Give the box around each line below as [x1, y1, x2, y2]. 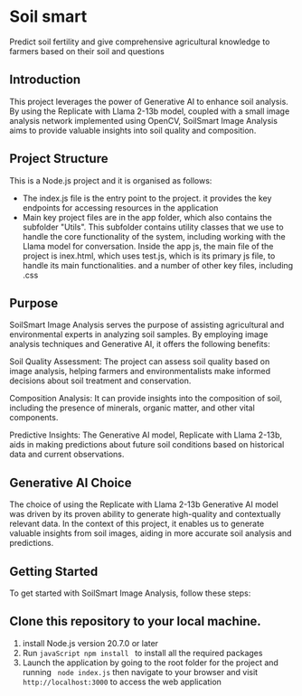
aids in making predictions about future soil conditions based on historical [9, 439, 285, 450]
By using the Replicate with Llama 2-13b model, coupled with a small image [9, 106, 290, 117]
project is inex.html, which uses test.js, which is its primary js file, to [22, 250, 276, 261]
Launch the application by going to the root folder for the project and [22, 657, 278, 668]
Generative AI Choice [9, 475, 132, 490]
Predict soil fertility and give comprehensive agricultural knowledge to [9, 36, 270, 47]
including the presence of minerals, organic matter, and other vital [9, 402, 255, 413]
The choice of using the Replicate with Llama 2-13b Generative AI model [9, 499, 278, 510]
